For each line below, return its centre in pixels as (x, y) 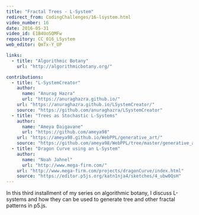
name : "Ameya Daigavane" (52, 127)
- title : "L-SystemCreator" (46, 83)
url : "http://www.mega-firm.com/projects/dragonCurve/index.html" (100, 171)
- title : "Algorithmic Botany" (50, 61)
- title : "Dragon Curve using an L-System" (66, 149)
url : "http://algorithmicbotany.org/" (65, 66)
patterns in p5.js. (27, 206)
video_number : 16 (28, 23)
